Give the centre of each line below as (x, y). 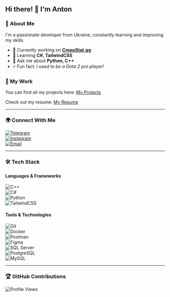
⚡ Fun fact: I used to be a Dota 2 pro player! (58, 66)
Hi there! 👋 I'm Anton (39, 9)
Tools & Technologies (28, 215)
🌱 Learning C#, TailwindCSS (42, 55)
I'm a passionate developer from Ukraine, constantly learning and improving (84, 35)
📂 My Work (19, 81)
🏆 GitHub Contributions (36, 276)
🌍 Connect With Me (30, 120)
